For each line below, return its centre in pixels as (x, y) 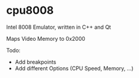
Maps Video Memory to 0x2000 (46, 38)
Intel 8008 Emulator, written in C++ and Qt (59, 27)
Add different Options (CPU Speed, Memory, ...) (74, 68)
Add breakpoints (36, 62)
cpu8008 (30, 10)
